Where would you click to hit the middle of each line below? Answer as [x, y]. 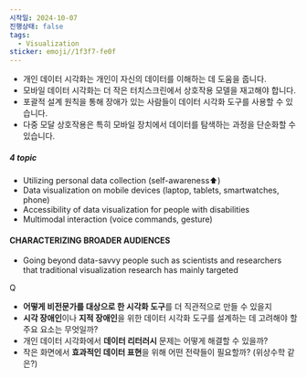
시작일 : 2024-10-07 [43, 18]
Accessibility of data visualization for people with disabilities [136, 210]
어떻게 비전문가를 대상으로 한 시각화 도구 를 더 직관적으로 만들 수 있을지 [147, 307]
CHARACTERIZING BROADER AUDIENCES [90, 240]
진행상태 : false [37, 26]
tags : [20, 35]
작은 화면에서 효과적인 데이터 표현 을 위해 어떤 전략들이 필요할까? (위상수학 [154, 352]
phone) [36, 200]
